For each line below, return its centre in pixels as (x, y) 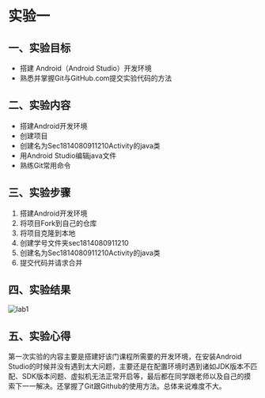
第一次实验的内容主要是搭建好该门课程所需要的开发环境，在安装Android (125, 357)
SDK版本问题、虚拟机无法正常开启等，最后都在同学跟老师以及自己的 (133, 377)
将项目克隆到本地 (47, 233)
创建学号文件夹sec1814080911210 (74, 242)
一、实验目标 (40, 48)
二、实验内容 (40, 105)
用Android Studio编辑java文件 (68, 156)
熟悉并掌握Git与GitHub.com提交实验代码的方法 (96, 78)
